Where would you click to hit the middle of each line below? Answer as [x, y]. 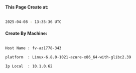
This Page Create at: [27, 7]
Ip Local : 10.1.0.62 [29, 66]
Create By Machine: [26, 33]
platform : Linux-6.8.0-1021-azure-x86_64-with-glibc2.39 [68, 57]
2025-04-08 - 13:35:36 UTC [33, 22]
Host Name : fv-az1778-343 [33, 48]
